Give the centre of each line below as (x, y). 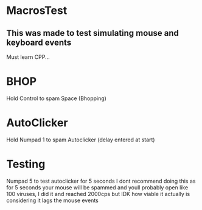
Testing (26, 164)
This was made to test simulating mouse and (93, 33)
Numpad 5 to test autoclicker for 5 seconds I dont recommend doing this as (101, 181)
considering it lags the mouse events (52, 200)
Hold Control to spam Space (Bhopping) (56, 98)
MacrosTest (37, 11)
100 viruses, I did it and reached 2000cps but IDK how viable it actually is (98, 194)
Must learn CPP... (28, 57)
